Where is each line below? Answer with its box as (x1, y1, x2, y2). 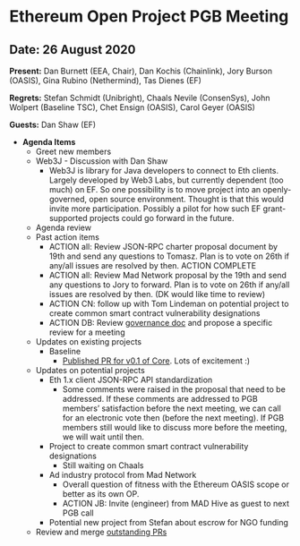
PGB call (62, 508, 94, 518)
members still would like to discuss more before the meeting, (62, 422, 287, 432)
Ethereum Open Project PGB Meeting (9, 6, 289, 27)
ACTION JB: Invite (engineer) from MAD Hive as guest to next (62, 499, 289, 508)
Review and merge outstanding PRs (35, 526, 167, 537)
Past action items (35, 232, 100, 243)
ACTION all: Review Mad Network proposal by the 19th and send (48, 270, 287, 280)
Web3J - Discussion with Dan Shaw (35, 156, 168, 166)
